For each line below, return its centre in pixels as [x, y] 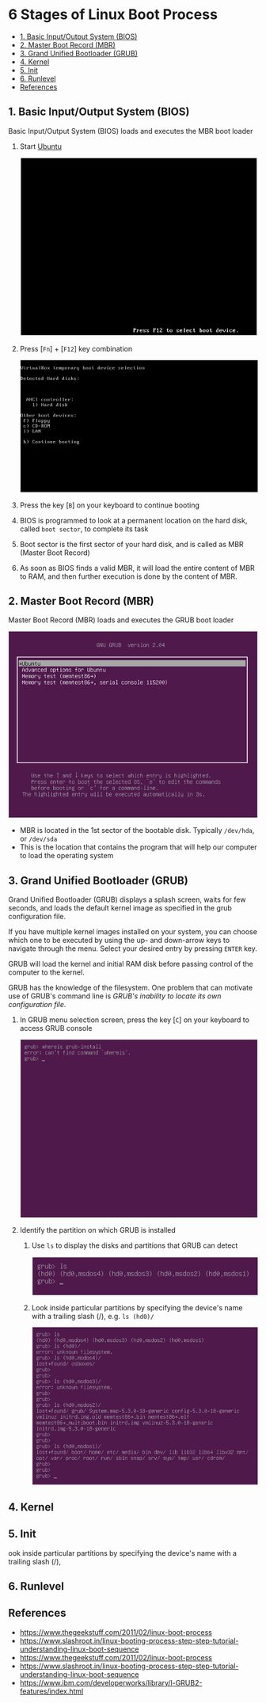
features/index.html [51, 1691]
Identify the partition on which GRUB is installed [97, 1230]
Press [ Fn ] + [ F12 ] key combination [76, 348]
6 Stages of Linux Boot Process [113, 15]
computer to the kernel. [46, 972]
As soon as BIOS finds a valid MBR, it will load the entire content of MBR [137, 568]
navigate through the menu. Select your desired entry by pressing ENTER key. [133, 948]
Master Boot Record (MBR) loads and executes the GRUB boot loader [121, 620]
